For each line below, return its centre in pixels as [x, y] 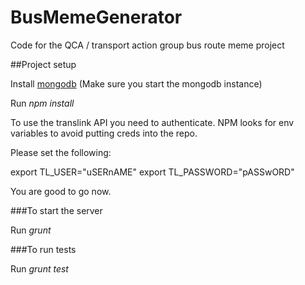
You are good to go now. [61, 191]
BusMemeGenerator [96, 17]
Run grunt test [39, 268]
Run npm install [42, 103]
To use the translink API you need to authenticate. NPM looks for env [152, 122]
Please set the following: [61, 152]
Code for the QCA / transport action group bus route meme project [147, 45]
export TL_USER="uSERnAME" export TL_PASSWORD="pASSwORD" [152, 172]
